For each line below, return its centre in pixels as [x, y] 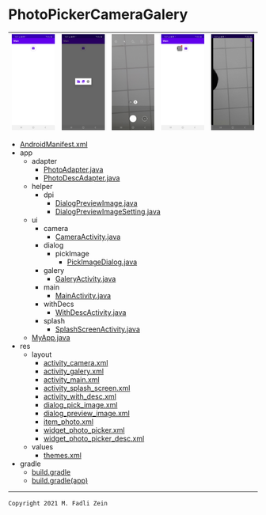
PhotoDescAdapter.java [82, 178]
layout [42, 354]
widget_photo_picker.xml [84, 430]
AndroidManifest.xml [54, 145]
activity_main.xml [72, 380]
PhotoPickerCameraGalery [98, 15]
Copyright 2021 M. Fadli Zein [58, 504]
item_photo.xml [68, 422]
